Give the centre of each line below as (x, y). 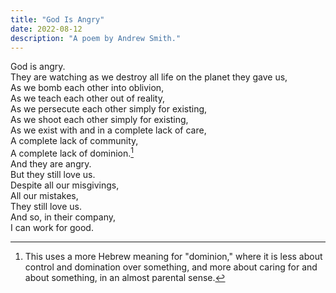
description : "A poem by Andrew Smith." (96, 38)
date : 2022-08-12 (46, 29)
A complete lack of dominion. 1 (72, 153)
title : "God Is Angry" (57, 19)
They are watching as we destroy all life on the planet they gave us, (149, 77)
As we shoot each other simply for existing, (99, 120)
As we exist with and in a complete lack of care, (108, 130)
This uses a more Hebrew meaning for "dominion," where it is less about (173, 257)
